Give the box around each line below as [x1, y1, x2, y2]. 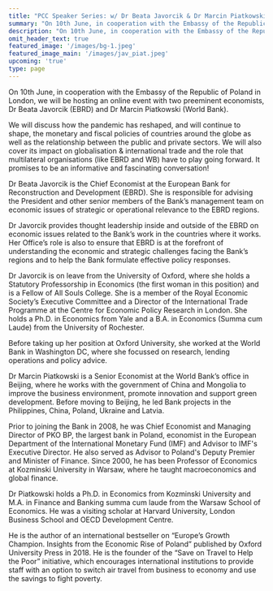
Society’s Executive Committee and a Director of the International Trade [8, 296, 249, 306]
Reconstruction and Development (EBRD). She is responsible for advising [8, 188, 253, 197]
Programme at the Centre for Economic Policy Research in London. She [8, 305, 248, 315]
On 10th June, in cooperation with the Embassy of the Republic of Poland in [8, 87, 262, 97]
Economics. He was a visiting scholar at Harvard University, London [8, 506, 236, 516]
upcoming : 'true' [8, 58, 67, 66]
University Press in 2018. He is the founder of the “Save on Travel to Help [8, 547, 253, 557]
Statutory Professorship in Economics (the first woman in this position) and [8, 279, 259, 289]
